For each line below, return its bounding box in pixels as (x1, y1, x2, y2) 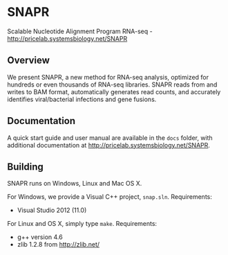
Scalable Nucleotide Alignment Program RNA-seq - (7, 27, 153, 35)
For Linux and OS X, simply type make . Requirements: (7, 220, 158, 228)
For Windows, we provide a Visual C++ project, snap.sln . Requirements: (7, 193, 213, 201)
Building (7, 161, 44, 173)
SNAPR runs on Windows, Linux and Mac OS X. (7, 179, 142, 188)
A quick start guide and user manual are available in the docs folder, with (7, 133, 213, 142)
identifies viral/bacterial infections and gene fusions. (7, 95, 157, 103)
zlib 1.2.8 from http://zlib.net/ (17, 240, 100, 249)
